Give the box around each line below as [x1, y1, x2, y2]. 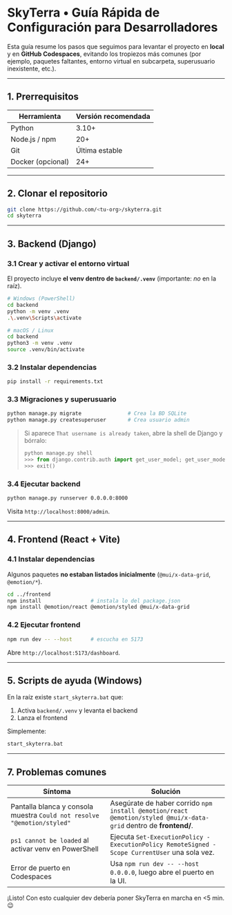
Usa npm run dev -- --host [110, 859, 199, 868]
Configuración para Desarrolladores [7, 19, 218, 35]
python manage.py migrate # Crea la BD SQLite [7, 410, 187, 417]
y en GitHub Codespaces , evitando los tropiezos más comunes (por [7, 50, 202, 58]
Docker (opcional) [10, 157, 70, 167]
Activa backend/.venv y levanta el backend [17, 706, 138, 715]
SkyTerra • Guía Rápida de [7, 5, 160, 21]
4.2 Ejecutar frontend [7, 620, 81, 630]
